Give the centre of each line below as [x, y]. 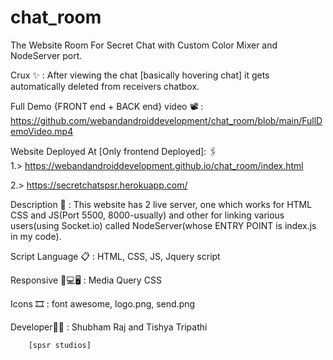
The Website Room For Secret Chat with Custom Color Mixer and [144, 45]
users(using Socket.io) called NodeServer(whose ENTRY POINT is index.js [163, 225]
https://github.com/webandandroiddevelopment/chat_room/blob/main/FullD [166, 120]
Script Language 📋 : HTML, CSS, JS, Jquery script [115, 256]
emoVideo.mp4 [42, 131]
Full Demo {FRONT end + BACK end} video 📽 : [107, 106]
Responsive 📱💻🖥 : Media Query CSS [86, 280]
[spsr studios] [60, 345]
